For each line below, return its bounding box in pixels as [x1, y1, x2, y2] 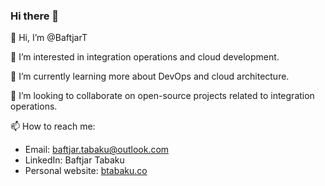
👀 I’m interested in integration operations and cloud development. [10, 51, 280, 63]
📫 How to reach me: [10, 120, 96, 133]
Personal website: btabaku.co [24, 165, 148, 177]
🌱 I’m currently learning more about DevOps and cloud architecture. [10, 70, 290, 83]
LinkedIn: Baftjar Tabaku [24, 154, 125, 166]
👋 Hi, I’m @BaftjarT [10, 32, 88, 44]
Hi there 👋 [10, 9, 60, 23]
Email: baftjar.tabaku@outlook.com [24, 144, 170, 156]
